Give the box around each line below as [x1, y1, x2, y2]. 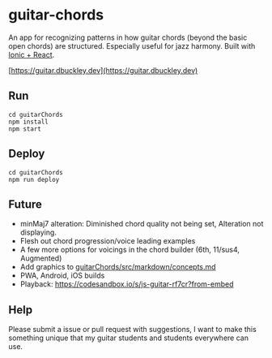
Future [8, 197, 43, 211]
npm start [8, 124, 42, 133]
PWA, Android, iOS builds [19, 270, 105, 281]
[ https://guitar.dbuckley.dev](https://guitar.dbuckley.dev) [8, 65, 198, 75]
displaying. [19, 227, 57, 237]
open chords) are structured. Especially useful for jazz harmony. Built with [8, 41, 256, 50]
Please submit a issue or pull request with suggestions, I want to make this [8, 325, 257, 334]
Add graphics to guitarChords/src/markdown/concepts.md [19, 262, 216, 272]
